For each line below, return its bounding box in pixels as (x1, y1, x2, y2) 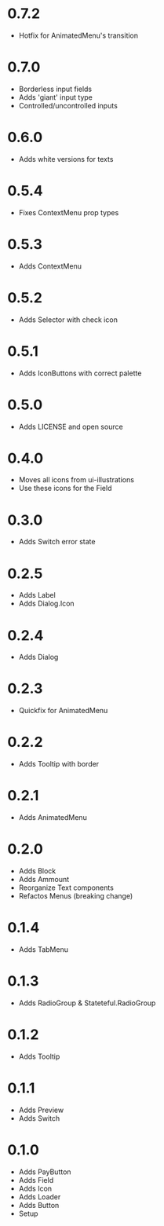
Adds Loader (18, 1191, 61, 1202)
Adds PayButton (18, 1167, 71, 1177)
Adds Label (18, 591, 56, 600)
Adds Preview (18, 1105, 64, 1114)
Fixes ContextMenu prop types (18, 207, 119, 217)
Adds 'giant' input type (18, 92, 93, 102)
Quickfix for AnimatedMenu (18, 706, 108, 715)
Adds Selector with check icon (18, 315, 118, 324)
